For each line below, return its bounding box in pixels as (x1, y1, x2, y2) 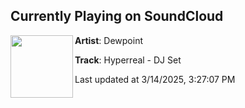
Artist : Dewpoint (74, 34, 143, 46)
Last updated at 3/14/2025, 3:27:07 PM (74, 73, 236, 85)
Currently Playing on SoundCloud (10, 8, 224, 25)
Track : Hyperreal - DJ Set (74, 54, 182, 66)
